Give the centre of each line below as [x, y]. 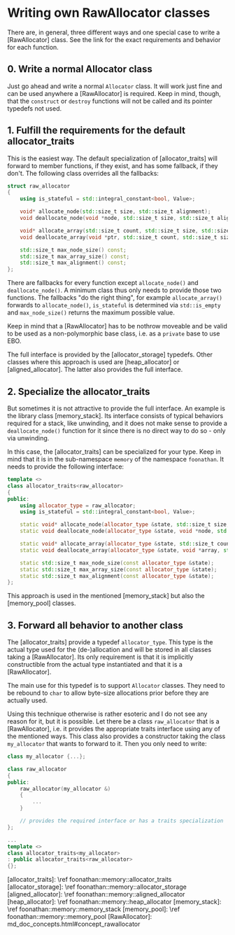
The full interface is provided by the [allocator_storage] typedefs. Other [110, 354]
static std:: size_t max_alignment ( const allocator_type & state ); [117, 576]
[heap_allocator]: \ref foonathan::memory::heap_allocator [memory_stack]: [114, 902]
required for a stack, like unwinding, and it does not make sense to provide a [117, 423]
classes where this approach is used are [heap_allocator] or [93, 362]
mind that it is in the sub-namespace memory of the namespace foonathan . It [116, 459]
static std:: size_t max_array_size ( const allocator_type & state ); [119, 569]
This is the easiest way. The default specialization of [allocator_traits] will [113, 158]
